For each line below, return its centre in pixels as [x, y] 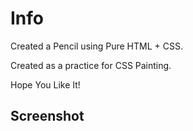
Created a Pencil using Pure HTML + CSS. [96, 46]
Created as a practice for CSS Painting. [91, 65]
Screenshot [47, 116]
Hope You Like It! [45, 84]
